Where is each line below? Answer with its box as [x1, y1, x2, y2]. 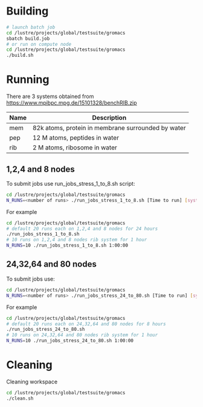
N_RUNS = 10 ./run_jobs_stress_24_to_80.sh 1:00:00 [6, 337, 134, 344]
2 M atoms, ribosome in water [32, 143, 118, 152]
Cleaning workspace [6, 378, 58, 385]
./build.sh [6, 53, 34, 59]
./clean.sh [6, 395, 34, 402]
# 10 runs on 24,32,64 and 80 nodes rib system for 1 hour [6, 332, 158, 338]
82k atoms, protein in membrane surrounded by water [32, 124, 186, 132]
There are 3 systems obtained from [6, 93, 94, 100]
